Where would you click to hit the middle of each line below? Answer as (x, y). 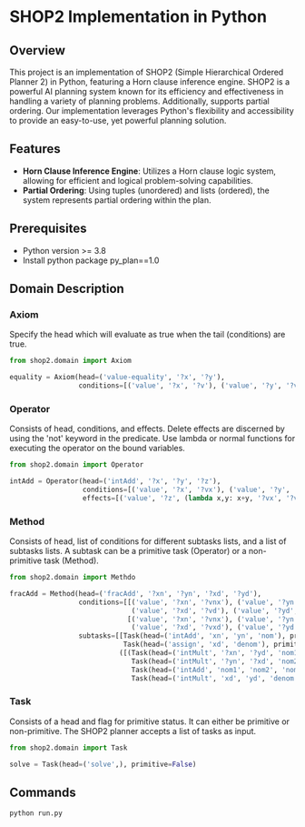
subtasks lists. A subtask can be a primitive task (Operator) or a (128, 551)
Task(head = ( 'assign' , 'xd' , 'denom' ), (197, 645)
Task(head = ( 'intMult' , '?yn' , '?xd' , (202, 661)
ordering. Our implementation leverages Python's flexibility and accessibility (152, 111)
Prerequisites (48, 229)
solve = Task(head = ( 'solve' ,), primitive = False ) (103, 764)
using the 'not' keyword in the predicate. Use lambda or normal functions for (152, 439)
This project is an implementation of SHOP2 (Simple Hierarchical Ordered (147, 72)
